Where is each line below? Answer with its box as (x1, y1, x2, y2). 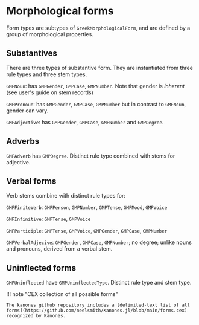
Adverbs (6, 136, 40, 146)
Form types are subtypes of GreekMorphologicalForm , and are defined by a (6, 24, 191, 31)
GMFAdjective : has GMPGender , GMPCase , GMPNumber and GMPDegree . (6, 118, 164, 126)
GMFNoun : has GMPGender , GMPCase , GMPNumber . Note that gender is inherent (6, 82, 185, 89)
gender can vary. (6, 107, 49, 114)
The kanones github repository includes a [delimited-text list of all (6, 302, 190, 309)
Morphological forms (6, 4, 114, 18)
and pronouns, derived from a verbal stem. (6, 245, 113, 253)
